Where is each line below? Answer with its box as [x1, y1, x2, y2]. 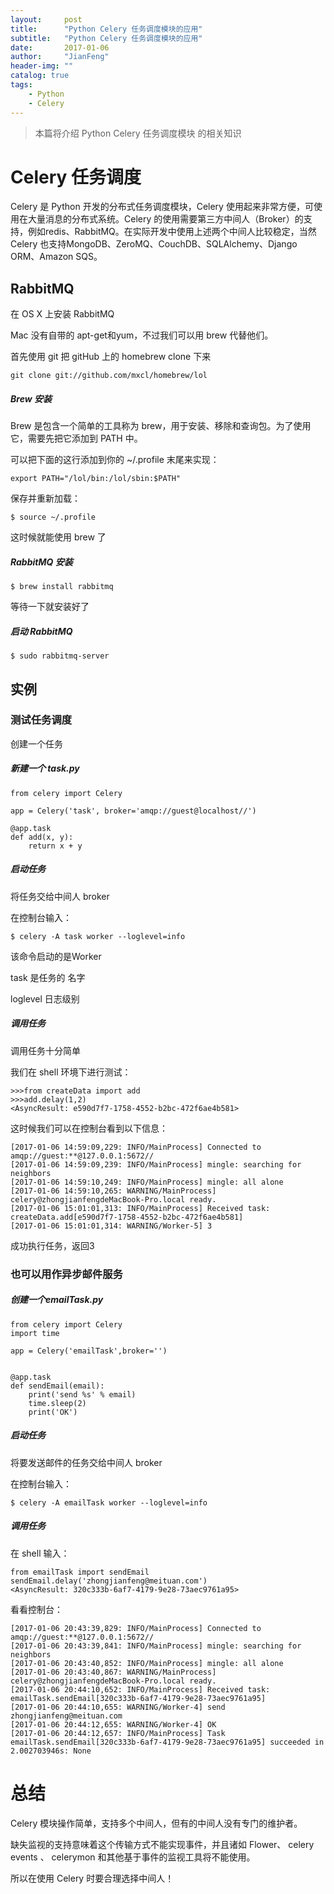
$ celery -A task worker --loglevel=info [10, 931, 186, 941]
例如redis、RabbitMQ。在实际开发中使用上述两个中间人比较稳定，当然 [27, 226, 317, 238]
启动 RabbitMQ [10, 625, 73, 637]
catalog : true [10, 71, 70, 81]
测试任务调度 [10, 713, 73, 727]
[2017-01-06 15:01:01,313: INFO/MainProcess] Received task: [10, 1203, 271, 1213]
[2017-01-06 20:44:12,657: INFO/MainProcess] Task [10, 1728, 226, 1738]
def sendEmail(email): [10, 1381, 105, 1391]
